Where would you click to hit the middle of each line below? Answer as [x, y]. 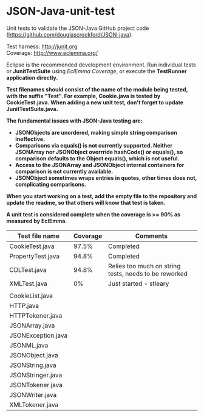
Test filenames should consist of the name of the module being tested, [97, 89]
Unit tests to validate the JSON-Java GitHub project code [78, 28]
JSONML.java [29, 345]
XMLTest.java [28, 283]
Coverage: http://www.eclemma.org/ [52, 52]
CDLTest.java [28, 269]
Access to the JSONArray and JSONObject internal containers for [100, 165]
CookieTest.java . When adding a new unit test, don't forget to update [95, 102]
